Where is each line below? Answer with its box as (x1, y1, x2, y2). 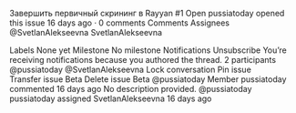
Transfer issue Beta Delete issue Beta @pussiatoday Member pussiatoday (9, 74, 287, 85)
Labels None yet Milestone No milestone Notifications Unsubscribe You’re (9, 45, 287, 56)
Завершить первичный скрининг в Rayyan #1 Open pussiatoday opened (9, 8, 285, 18)
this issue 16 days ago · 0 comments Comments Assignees (9, 17, 230, 28)
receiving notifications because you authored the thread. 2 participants (9, 55, 276, 65)
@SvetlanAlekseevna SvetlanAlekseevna (9, 27, 162, 37)
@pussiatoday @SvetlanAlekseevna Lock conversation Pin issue (9, 64, 252, 75)
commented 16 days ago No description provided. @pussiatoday (9, 84, 252, 94)
